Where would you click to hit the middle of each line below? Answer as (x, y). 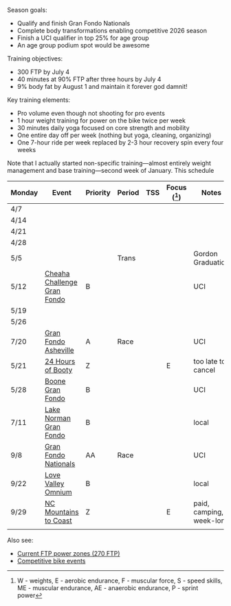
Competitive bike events (51, 561)
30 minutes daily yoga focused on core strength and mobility (103, 128)
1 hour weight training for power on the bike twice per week (101, 121)
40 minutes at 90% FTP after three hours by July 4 (89, 79)
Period (128, 192)
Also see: (20, 541)
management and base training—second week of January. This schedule (111, 170)
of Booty (58, 370)
